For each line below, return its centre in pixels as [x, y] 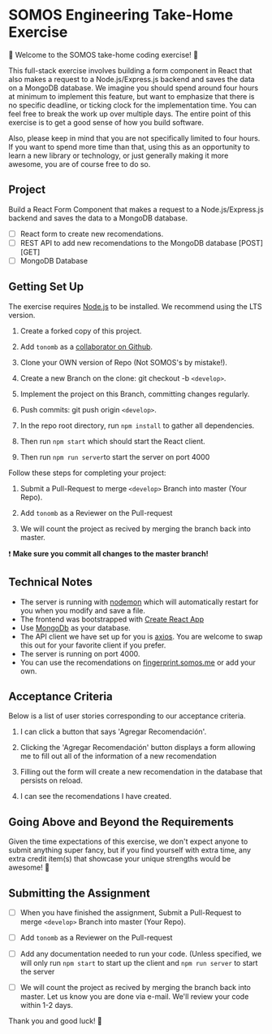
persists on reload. [51, 781]
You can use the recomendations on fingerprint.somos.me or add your [138, 662]
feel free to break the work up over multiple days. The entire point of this [130, 113]
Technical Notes [51, 582]
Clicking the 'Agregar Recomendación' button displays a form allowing [138, 748]
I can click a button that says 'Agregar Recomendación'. [113, 732]
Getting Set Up [46, 287]
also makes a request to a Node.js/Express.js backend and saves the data [132, 79]
